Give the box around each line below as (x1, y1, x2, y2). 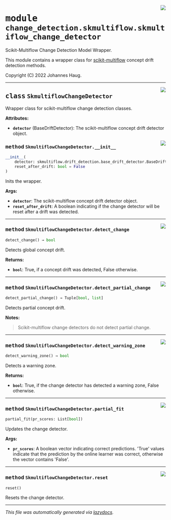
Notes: (5, 314, 20, 321)
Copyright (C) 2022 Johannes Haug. (5, 72, 82, 78)
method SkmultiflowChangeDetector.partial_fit (5, 405, 124, 412)
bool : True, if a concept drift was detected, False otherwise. (12, 266, 138, 272)
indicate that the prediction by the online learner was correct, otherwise (12, 451, 163, 457)
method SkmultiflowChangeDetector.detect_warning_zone (5, 342, 146, 349)
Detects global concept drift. (5, 247, 65, 253)
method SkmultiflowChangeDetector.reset (5, 474, 108, 481)
